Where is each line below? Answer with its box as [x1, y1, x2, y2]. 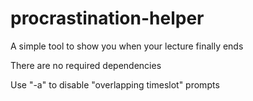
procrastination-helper [10, 7, 205, 30]
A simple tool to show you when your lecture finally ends [10, 40, 244, 52]
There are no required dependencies [10, 59, 162, 71]
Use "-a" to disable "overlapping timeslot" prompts [10, 78, 220, 91]
